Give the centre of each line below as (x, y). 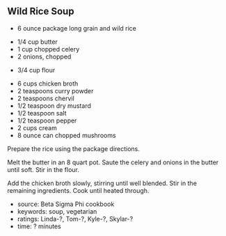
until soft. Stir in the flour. (43, 169)
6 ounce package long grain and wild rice (77, 28)
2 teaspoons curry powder (55, 91)
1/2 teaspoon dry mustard (54, 105)
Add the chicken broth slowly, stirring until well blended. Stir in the (102, 183)
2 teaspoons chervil (46, 98)
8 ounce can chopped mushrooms (66, 135)
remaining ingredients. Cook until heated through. (78, 190)
